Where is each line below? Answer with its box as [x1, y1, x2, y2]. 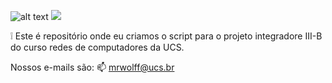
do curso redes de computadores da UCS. [10, 41, 185, 53]
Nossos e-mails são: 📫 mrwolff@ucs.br [10, 61, 175, 73]
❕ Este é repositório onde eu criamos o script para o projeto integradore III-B [10, 30, 323, 42]
